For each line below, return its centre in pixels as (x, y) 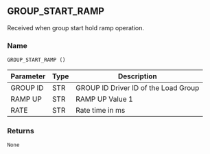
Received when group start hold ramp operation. (76, 27)
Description (137, 76)
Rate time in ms (100, 111)
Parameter (28, 76)
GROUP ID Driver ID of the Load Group (137, 88)
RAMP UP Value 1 (104, 99)
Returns (21, 131)
